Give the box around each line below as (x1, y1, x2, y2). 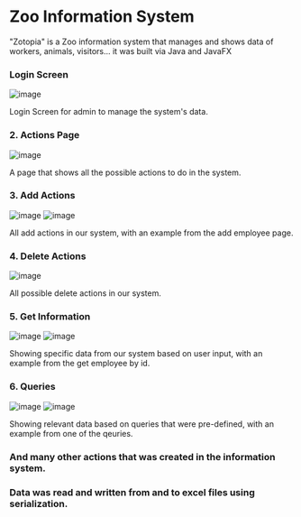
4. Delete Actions (9, 250, 87, 263)
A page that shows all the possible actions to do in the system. (9, 167, 242, 178)
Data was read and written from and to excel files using (9, 485, 255, 498)
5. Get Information (9, 310, 91, 323)
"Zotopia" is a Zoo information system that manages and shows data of (9, 36, 274, 47)
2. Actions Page (9, 129, 80, 142)
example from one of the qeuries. (9, 428, 133, 439)
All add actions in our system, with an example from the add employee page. (9, 227, 294, 238)
